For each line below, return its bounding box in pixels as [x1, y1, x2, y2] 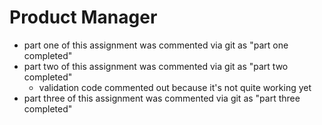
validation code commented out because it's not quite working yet [38, 81, 312, 93]
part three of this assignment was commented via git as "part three [23, 92, 301, 104]
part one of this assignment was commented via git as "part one [23, 39, 289, 51]
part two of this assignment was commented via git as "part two [23, 60, 289, 72]
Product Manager [9, 6, 158, 29]
